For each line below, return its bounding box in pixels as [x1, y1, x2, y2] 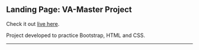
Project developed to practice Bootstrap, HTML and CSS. [6, 32, 146, 39]
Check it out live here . [6, 20, 60, 27]
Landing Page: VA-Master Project [6, 5, 132, 15]
